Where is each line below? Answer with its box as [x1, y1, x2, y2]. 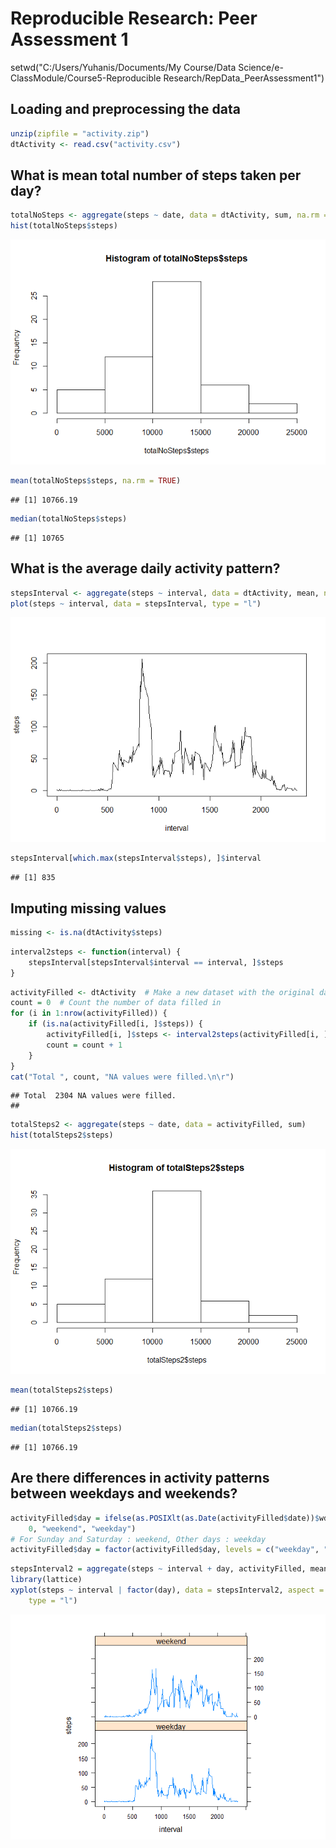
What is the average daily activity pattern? [10, 560, 281, 577]
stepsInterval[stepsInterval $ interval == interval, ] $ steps [28, 957, 284, 967]
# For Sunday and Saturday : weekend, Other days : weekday [10, 1534, 267, 1544]
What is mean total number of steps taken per [10, 167, 302, 184]
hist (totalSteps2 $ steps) [10, 1130, 114, 1141]
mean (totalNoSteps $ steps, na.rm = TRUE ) [10, 476, 182, 486]
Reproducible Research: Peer [10, 7, 258, 30]
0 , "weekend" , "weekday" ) [28, 1523, 137, 1534]
